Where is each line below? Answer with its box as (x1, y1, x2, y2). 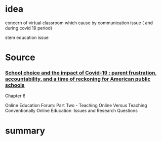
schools (5, 82, 25, 89)
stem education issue (5, 35, 49, 40)
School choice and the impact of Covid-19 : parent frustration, (5, 70, 157, 76)
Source (5, 52, 36, 63)
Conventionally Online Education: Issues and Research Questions (5, 107, 138, 114)
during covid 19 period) (5, 25, 53, 31)
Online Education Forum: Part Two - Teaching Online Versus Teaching (5, 103, 147, 108)
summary (5, 125, 45, 136)
